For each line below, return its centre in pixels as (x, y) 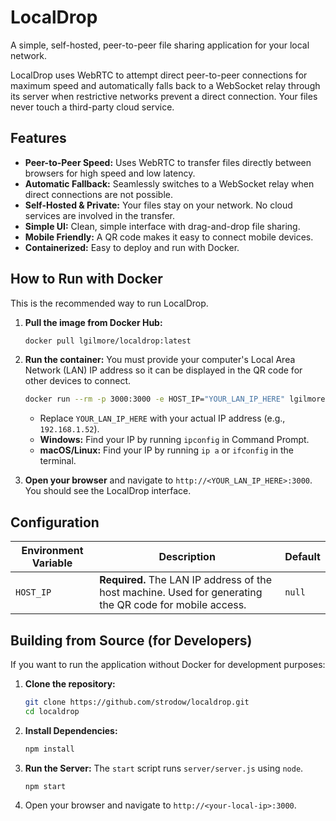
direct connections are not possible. (99, 194)
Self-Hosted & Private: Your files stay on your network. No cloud (158, 205)
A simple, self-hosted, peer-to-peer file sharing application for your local (160, 45)
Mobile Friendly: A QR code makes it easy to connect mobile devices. (169, 237)
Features (38, 138)
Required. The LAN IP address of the (186, 580)
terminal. (58, 461)
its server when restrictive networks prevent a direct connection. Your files (164, 96)
